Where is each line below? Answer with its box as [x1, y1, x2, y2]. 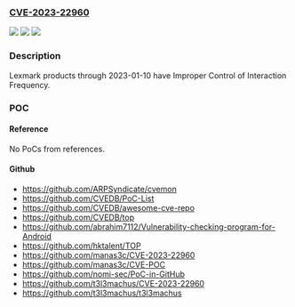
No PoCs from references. [9, 143, 105, 154]
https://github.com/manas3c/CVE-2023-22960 [21, 249, 195, 260]
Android [21, 230, 52, 241]
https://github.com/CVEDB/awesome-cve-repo [21, 202, 195, 213]
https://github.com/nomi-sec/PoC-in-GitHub [21, 269, 185, 279]
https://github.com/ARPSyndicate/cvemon [21, 183, 178, 194]
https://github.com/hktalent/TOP [21, 240, 141, 251]
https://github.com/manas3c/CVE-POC [21, 259, 166, 270]
